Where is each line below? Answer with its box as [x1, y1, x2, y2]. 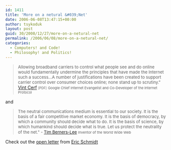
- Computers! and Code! [10, 45, 60, 50]
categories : [5, 41, 31, 46]
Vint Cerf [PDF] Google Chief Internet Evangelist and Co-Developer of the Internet [17, 84, 158, 91]
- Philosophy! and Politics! [10, 50, 72, 55]
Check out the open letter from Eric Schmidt [5, 138, 98, 145]
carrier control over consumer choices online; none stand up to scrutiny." [17, 79, 161, 85]
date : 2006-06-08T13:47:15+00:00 [5, 17, 77, 22]
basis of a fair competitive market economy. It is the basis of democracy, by [17, 113, 166, 119]
